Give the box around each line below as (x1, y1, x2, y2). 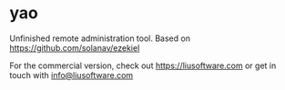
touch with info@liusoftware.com (9, 69, 134, 80)
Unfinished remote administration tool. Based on (9, 33, 191, 44)
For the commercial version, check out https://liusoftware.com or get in (9, 60, 277, 71)
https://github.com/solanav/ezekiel (9, 42, 140, 53)
